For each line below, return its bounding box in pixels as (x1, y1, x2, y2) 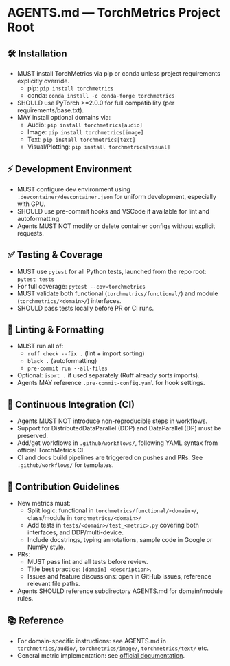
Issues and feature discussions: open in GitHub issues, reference (27, 572, 211, 581)
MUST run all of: (16, 342, 64, 351)
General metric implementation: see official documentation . (16, 651, 185, 659)
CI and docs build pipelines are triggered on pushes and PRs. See (16, 453, 203, 462)
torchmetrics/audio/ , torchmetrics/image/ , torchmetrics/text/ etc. (16, 644, 209, 652)
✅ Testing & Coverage (7, 249, 103, 261)
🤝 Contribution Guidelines (7, 481, 120, 492)
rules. (16, 594, 34, 603)
